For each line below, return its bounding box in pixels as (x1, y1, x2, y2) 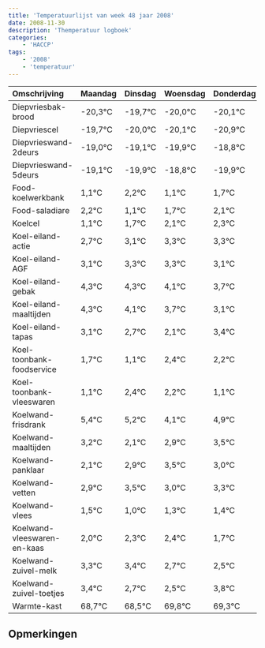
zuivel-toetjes (12, 587, 65, 598)
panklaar (12, 464, 45, 475)
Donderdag (212, 88, 256, 99)
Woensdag (164, 88, 206, 99)
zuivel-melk (12, 565, 58, 576)
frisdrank (12, 419, 46, 430)
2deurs (12, 147, 39, 158)
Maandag (80, 88, 117, 99)
